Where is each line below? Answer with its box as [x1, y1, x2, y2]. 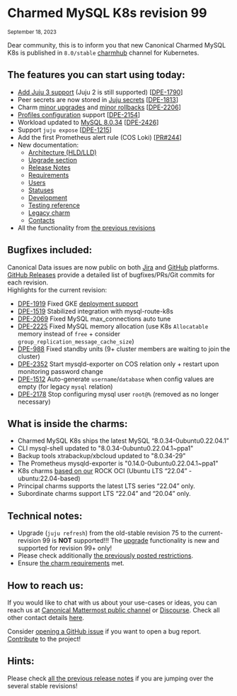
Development [28, 193, 67, 201]
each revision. [7, 278, 49, 287]
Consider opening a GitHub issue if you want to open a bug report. [7, 627, 202, 636]
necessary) [17, 397, 51, 406]
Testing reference [28, 201, 80, 209]
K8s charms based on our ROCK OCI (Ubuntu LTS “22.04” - [17, 467, 192, 475]
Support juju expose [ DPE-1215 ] [17, 126, 112, 134]
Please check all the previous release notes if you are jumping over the [7, 674, 214, 683]
